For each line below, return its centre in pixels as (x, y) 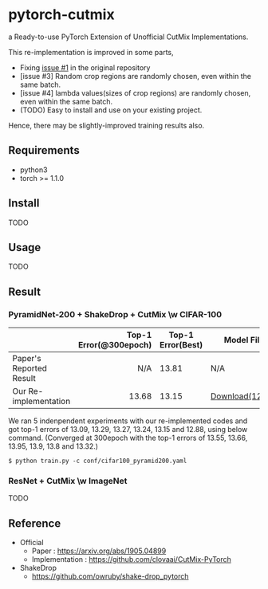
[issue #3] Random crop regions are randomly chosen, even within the (135, 76)
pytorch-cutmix (61, 15)
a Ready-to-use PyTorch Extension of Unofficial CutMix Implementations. (128, 37)
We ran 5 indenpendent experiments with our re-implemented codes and (128, 421)
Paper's (27, 359)
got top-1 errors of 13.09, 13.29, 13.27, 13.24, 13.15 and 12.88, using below (128, 430)
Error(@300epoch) (115, 345)
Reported (30, 368)
